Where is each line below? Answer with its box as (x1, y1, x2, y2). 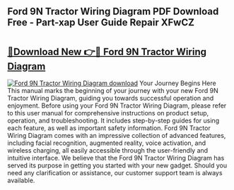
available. (7, 176, 35, 184)
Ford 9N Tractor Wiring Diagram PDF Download (7, 6, 219, 18)
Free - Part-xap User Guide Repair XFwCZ (7, 17, 194, 29)
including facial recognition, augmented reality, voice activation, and (7, 139, 206, 147)
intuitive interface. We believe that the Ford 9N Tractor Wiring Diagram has (7, 154, 225, 162)
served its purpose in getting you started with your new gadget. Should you (7, 161, 228, 170)
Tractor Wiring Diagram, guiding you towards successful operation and (7, 94, 214, 102)
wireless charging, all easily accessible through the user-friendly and (7, 146, 209, 154)
